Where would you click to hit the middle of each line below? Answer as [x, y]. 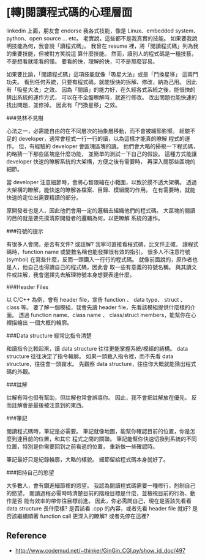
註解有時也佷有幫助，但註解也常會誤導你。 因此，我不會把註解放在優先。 [98, 397]
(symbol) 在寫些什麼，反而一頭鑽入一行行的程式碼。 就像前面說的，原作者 [99, 259]
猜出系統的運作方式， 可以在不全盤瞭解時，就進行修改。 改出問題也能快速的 [102, 97]
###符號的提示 [25, 231]
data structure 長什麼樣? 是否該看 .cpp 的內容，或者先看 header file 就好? [99, 508]
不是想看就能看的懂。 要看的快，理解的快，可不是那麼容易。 [82, 61]
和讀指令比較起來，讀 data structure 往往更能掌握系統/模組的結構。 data [97, 348]
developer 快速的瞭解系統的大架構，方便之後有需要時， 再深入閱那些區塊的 [101, 161]
